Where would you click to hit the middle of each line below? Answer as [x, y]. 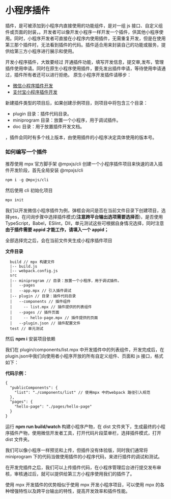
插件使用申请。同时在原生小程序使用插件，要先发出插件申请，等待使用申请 [83, 68]
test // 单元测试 [27, 328]
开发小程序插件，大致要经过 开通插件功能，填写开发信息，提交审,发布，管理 [84, 62]
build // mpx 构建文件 [32, 262]
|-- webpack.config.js [34, 271]
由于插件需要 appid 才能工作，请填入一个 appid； [57, 229]
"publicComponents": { [34, 388]
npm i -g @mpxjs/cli [27, 180]
